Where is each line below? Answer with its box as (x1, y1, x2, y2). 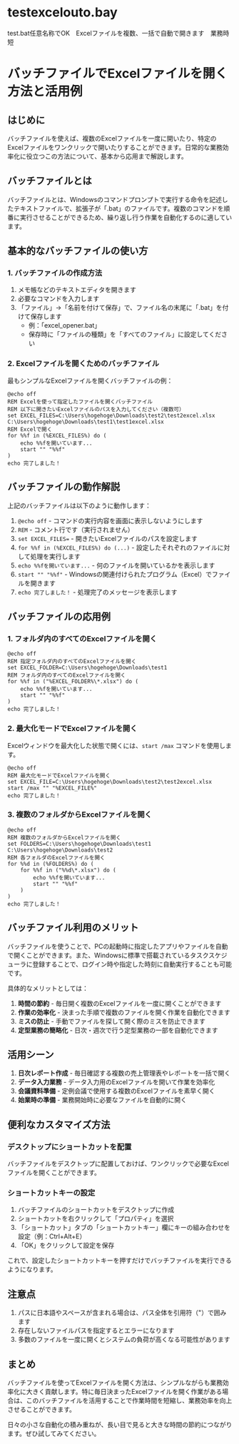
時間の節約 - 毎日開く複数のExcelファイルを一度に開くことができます (17, 999, 222, 1007)
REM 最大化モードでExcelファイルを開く (7, 772, 111, 779)
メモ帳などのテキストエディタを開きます (17, 286, 137, 294)
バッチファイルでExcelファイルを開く (7, 66, 228, 82)
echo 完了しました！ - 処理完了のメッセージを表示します (17, 587, 178, 596)
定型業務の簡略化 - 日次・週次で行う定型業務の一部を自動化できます (17, 1026, 219, 1034)
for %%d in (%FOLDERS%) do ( (7, 860, 94, 867)
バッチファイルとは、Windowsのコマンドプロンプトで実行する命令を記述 (7, 195, 223, 203)
